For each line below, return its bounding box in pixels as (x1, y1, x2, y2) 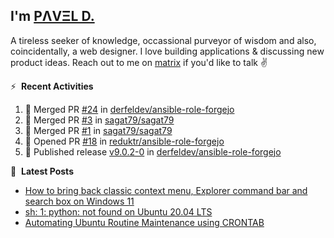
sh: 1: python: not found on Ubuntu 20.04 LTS (24, 205, 213, 218)
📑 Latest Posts (10, 165, 74, 177)
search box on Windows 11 (24, 195, 135, 207)
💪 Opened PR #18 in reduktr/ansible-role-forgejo (24, 135, 225, 147)
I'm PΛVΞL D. (10, 8, 95, 25)
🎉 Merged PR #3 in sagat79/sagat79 (24, 114, 175, 126)
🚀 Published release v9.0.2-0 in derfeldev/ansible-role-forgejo (24, 145, 282, 158)
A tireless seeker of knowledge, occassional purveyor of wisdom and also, (10, 34, 317, 46)
